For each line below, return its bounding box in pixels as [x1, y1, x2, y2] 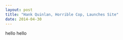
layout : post [5, 7, 33, 12]
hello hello [5, 30, 27, 36]
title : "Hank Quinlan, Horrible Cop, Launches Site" [5, 12, 119, 17]
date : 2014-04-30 [5, 16, 42, 21]
